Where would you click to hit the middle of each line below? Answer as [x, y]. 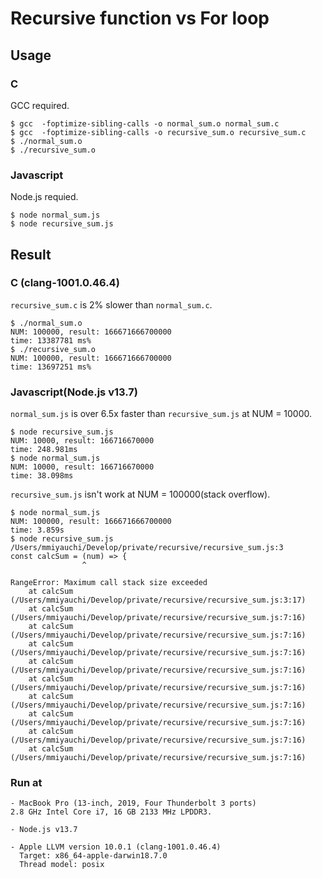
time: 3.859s [37, 530]
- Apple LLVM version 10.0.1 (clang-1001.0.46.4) [116, 847]
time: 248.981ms [44, 450]
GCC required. [40, 105]
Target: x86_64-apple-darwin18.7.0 [93, 856]
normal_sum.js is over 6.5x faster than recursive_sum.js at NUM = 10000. [161, 414]
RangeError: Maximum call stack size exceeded [109, 583]
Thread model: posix [62, 865]
